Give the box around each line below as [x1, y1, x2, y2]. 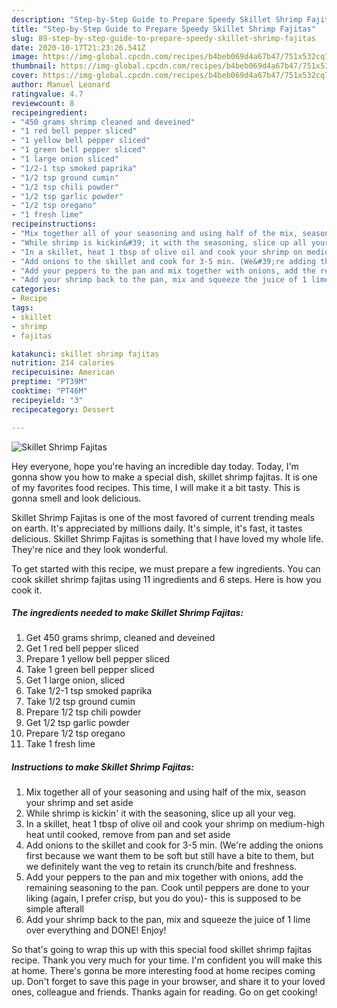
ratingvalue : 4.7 [11, 89, 84, 99]
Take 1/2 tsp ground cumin [25, 696, 136, 708]
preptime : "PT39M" [11, 377, 88, 387]
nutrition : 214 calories [11, 358, 115, 368]
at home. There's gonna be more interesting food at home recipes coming [11, 965, 316, 977]
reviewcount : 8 [11, 98, 75, 108]
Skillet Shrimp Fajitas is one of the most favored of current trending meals [11, 511, 315, 523]
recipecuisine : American [11, 367, 115, 378]
